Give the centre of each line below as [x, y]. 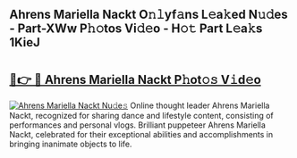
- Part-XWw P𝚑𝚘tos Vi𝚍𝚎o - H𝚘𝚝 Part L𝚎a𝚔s [136, 29]
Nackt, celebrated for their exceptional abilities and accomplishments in [141, 134]
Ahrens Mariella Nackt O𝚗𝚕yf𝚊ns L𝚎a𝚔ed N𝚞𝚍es [148, 15]
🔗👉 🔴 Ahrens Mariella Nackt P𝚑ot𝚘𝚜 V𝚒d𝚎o [135, 79]
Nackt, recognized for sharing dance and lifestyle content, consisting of [142, 116]
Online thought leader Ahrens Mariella [200, 105]
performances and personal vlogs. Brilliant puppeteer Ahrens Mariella [138, 125]
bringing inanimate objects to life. [71, 144]
